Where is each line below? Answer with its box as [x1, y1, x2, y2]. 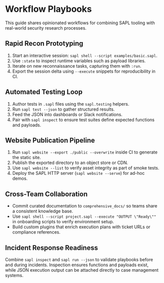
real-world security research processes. [5, 25, 87, 31]
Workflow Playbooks [5, 3, 92, 15]
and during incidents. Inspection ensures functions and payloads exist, [5, 262, 149, 268]
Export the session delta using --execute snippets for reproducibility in [12, 68, 156, 74]
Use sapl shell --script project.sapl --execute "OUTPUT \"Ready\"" [12, 213, 157, 219]
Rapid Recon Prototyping [5, 40, 84, 48]
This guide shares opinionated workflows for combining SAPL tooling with [5, 20, 155, 26]
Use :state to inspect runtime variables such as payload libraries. [12, 58, 146, 64]
